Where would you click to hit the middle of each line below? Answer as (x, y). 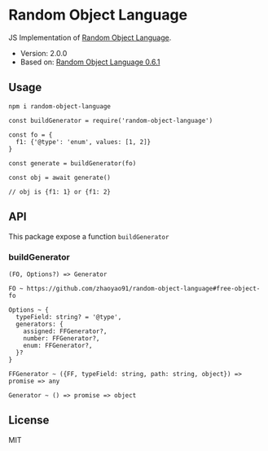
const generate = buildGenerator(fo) (72, 163)
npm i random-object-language (60, 106)
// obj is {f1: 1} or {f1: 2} (60, 192)
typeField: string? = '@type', (69, 317)
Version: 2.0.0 (44, 53)
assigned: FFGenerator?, (65, 331)
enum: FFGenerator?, (58, 345)
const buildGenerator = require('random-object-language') (111, 120)
